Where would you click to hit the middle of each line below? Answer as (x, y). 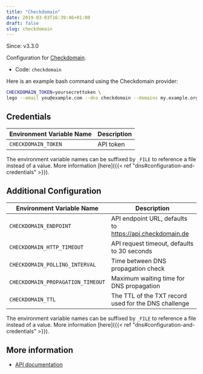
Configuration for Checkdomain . (46, 58)
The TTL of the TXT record (149, 296)
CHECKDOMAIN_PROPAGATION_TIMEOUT (57, 282)
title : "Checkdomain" (34, 12)
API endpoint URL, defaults (149, 218)
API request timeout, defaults (152, 243)
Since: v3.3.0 (23, 46)
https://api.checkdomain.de (150, 233)
